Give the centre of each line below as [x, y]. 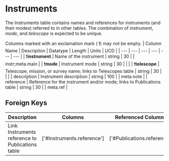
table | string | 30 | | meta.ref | [36, 87]
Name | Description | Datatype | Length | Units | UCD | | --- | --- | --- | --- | [83, 50]
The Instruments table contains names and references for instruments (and [83, 23]
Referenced [129, 117]
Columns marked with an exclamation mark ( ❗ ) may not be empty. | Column [83, 43]
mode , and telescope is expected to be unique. [54, 33]
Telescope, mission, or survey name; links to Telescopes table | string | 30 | [83, 71]
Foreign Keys [26, 103]
